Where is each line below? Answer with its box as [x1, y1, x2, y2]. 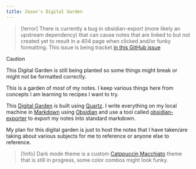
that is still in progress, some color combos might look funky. [20, 156, 168, 163]
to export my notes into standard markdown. [28, 115, 136, 122]
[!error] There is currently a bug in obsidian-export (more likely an [20, 25, 181, 32]
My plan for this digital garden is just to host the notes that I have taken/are [6, 126, 188, 133]
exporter [6, 115, 27, 122]
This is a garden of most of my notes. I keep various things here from [6, 84, 174, 92]
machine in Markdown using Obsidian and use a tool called [6, 108, 149, 115]
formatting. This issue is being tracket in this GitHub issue [20, 44, 161, 51]
